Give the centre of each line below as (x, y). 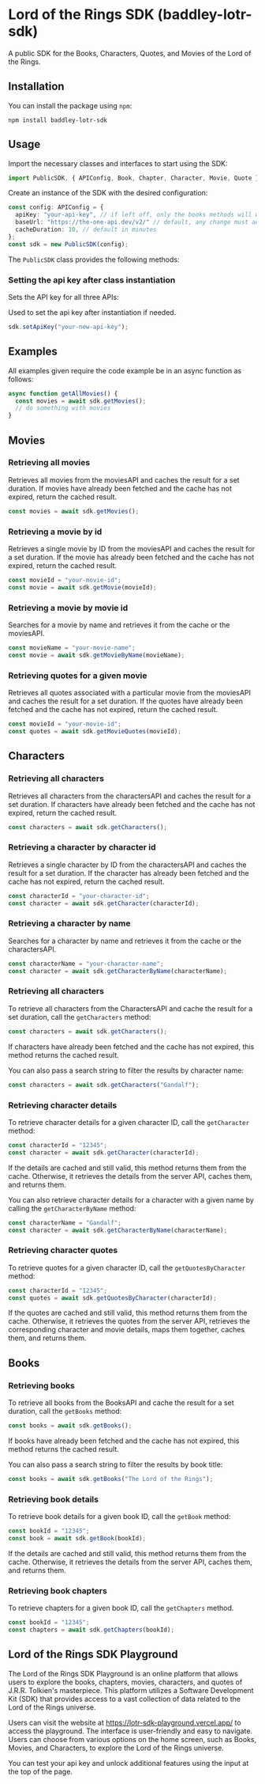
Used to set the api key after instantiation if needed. (92, 312)
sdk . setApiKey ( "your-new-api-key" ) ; (68, 327)
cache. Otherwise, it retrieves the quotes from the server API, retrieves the (129, 1321)
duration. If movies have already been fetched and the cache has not (120, 488)
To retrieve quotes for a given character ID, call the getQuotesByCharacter (127, 1267)
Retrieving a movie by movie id (68, 608)
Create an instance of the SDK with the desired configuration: (108, 193)
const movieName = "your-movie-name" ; (72, 648)
